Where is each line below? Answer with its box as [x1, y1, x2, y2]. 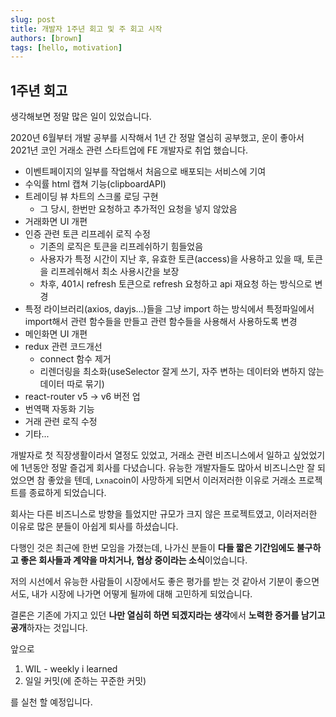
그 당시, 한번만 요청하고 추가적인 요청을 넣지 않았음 [39, 203, 238, 215]
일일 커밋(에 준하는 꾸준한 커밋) [24, 675, 147, 687]
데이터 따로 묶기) [39, 378, 105, 390]
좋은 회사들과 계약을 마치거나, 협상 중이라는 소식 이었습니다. [20, 554, 248, 566]
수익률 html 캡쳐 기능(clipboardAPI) [24, 178, 167, 190]
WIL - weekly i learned [24, 663, 118, 675]
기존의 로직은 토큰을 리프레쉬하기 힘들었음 [39, 241, 204, 253]
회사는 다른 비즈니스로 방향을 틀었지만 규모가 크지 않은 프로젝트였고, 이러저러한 [10, 508, 318, 520]
